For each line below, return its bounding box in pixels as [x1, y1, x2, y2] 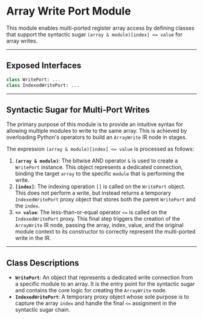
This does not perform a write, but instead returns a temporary [14, 189, 171, 196]
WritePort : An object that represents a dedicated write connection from [14, 274, 193, 281]
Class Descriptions [6, 258, 80, 268]
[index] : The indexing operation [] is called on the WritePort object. [14, 183, 185, 190]
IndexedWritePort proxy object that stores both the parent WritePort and [14, 196, 196, 203]
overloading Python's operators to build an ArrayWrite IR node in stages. [6, 133, 187, 141]
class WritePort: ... [6, 76, 61, 82]
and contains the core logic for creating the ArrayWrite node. [14, 287, 167, 294]
